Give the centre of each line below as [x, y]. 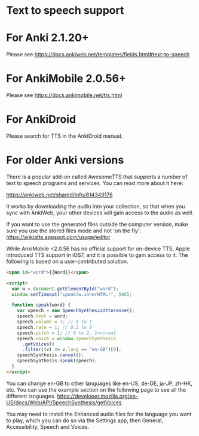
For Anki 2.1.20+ [48, 38]
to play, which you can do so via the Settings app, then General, [85, 420]
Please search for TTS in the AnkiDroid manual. [65, 136]
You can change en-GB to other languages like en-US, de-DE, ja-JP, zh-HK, [99, 383]
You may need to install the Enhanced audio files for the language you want [99, 414]
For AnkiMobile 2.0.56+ [66, 79]
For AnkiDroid [41, 119]
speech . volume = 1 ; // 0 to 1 [55, 322]
